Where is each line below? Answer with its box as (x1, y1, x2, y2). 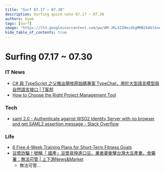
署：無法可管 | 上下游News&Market (12, 156, 83, 162)
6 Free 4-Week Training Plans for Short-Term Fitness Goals (12, 144, 132, 150)
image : (5, 26, 19, 30)
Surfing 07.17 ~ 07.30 (5, 51, 92, 62)
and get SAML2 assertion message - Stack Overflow (12, 121, 119, 127)
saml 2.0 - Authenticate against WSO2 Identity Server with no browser (12, 115, 155, 121)
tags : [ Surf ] (5, 21, 32, 26)
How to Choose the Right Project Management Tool (12, 92, 116, 98)
